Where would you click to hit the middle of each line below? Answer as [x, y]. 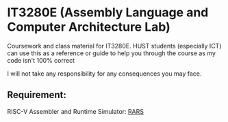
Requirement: [37, 95]
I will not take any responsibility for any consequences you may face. [104, 74]
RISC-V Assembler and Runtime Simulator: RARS [75, 111]
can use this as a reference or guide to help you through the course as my [111, 53]
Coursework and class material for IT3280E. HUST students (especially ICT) [114, 46]
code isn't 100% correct [41, 60]
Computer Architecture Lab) [89, 27]
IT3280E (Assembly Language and [108, 13]
